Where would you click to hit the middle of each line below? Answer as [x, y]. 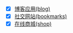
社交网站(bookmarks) [40, 16]
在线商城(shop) [33, 24]
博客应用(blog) [32, 9]
